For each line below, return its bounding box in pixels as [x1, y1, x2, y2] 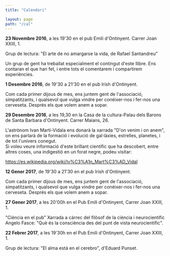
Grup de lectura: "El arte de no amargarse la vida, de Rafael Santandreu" [5, 50, 158, 57]
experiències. [5, 71, 34, 78]
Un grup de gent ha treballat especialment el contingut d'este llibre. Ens [5, 61, 156, 67]
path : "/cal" [5, 21, 33, 27]
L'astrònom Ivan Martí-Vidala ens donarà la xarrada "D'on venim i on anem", [5, 127, 165, 133]
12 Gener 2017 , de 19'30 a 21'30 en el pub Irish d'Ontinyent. [5, 169, 131, 175]
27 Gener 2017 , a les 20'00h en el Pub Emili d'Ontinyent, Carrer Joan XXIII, [5, 199, 163, 206]
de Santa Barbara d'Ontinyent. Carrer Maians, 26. [5, 117, 109, 123]
